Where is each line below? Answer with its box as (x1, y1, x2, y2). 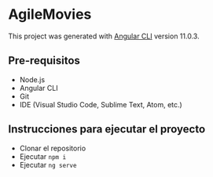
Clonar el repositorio (19, 143, 86, 153)
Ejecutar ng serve (19, 160, 77, 169)
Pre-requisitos (8, 54, 81, 67)
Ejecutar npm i (19, 151, 67, 161)
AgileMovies (8, 5, 92, 23)
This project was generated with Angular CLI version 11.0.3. (8, 31, 200, 41)
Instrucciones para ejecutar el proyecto (8, 123, 206, 136)
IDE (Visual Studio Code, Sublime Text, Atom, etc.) (19, 99, 182, 109)
